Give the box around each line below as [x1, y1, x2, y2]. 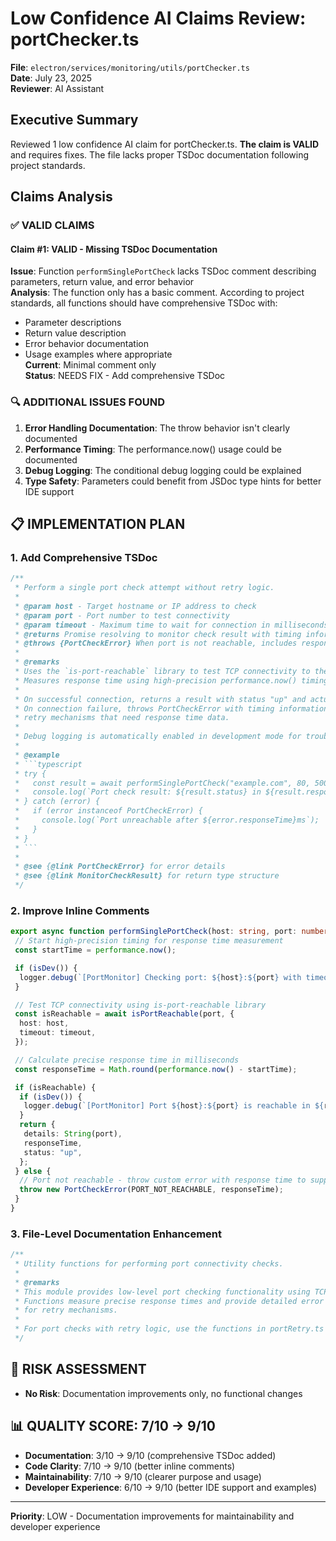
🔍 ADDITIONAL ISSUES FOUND [10, 395, 165, 409]
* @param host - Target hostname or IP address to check [14, 601, 257, 611]
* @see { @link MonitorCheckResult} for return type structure [14, 871, 280, 881]
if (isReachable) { [14, 1082, 97, 1092]
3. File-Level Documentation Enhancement [10, 1227, 223, 1241]
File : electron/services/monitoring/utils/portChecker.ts [10, 61, 250, 73]
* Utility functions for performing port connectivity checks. [14, 1259, 284, 1269]
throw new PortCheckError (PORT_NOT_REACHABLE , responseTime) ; [19, 1185, 284, 1195]
